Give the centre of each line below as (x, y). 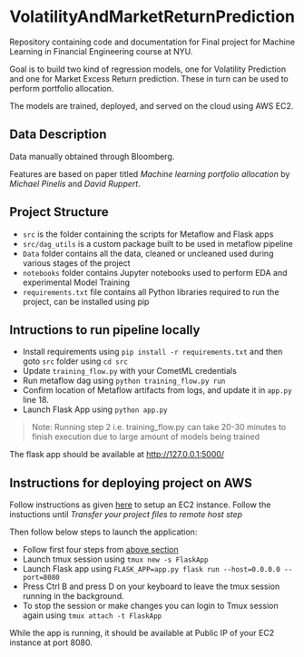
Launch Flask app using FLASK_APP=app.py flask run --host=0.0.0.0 (152, 569)
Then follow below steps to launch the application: (103, 532)
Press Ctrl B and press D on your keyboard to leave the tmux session (151, 586)
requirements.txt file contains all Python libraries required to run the (151, 291)
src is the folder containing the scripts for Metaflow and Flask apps (148, 234)
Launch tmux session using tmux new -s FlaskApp (115, 559)
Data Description (58, 135)
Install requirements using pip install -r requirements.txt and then (152, 352)
